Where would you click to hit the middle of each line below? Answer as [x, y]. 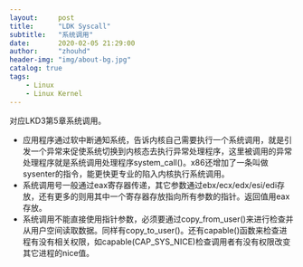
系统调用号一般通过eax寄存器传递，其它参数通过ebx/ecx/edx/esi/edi [150, 185]
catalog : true [36, 69]
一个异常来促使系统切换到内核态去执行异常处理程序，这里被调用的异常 [161, 151]
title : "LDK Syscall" [60, 26]
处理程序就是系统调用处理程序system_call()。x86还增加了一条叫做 [145, 162]
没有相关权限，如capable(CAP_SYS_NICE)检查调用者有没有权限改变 [165, 242]
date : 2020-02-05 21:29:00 [72, 43]
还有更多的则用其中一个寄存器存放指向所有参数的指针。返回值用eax [164, 196]
